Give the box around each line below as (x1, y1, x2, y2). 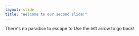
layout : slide (5, 7, 35, 12)
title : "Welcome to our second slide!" (5, 12, 88, 17)
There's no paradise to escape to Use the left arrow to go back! (5, 25, 135, 31)
